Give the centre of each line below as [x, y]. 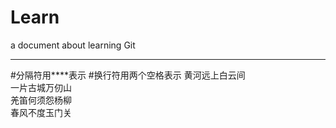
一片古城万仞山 [41, 87]
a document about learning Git [73, 45]
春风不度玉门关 [41, 112]
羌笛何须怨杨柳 [41, 100]
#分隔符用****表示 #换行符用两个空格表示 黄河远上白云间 [128, 75]
